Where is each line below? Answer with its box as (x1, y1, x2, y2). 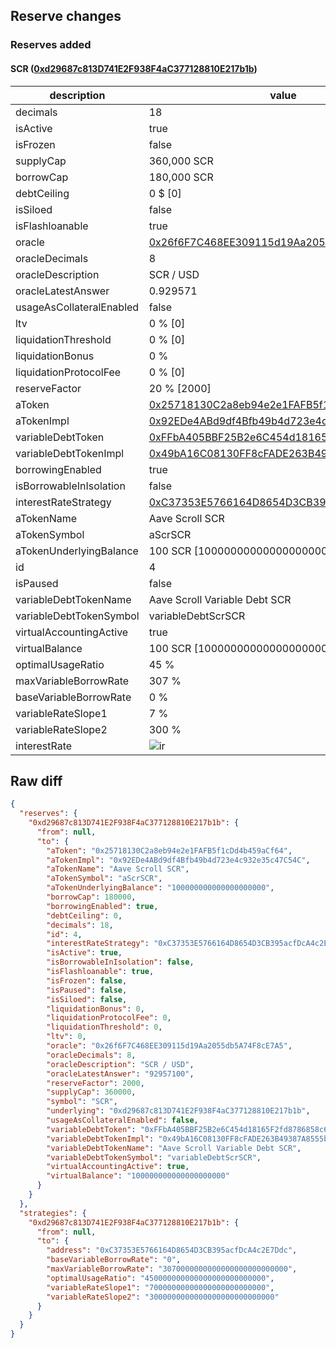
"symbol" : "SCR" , (46, 1097, 118, 1107)
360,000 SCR (148, 154, 214, 168)
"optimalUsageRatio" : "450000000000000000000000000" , (46, 1273, 275, 1283)
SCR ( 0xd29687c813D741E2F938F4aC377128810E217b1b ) (10, 62, 258, 74)
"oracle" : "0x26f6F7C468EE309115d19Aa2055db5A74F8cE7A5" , (46, 1041, 293, 1051)
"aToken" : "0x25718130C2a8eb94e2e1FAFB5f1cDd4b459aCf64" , (46, 845, 293, 856)
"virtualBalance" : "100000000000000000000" (46, 1171, 230, 1181)
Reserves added (10, 38, 92, 52)
